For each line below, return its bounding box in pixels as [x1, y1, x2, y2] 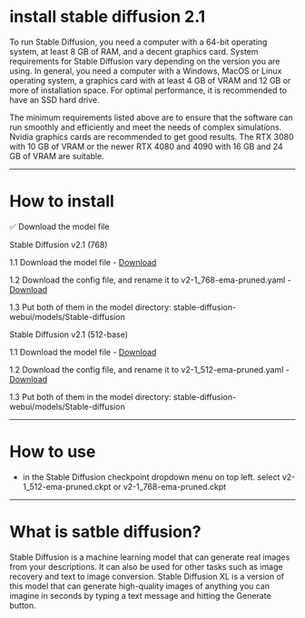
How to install [9, 191, 115, 212]
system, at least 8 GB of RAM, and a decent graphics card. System [9, 45, 259, 56]
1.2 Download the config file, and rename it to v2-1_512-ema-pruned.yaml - [9, 364, 290, 374]
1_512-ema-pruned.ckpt [22, 481, 112, 492]
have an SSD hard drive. [9, 94, 100, 105]
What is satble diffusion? [9, 522, 202, 542]
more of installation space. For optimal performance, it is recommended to [9, 85, 288, 95]
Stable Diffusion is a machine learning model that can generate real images [9, 552, 290, 563]
